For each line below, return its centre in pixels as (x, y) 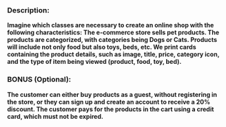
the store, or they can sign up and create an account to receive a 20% (109, 102)
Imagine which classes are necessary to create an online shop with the (111, 25)
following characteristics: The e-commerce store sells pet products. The (113, 32)
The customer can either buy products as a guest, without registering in (112, 94)
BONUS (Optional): (39, 80)
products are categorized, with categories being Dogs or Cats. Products (112, 40)
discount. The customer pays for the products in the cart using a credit (111, 109)
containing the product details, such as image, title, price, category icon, (113, 54)
